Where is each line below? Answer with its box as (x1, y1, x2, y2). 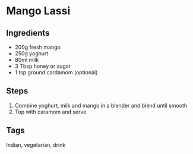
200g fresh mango (14, 43, 61, 51)
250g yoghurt (14, 50, 49, 57)
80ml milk (14, 56, 39, 63)
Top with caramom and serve (14, 108, 87, 115)
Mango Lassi (6, 4, 71, 18)
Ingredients (6, 28, 50, 38)
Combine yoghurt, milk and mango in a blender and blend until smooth (14, 102, 188, 109)
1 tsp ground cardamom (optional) (14, 69, 98, 76)
